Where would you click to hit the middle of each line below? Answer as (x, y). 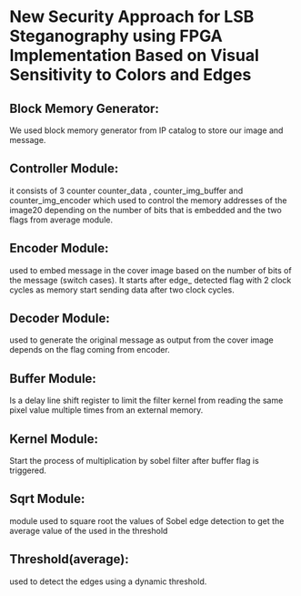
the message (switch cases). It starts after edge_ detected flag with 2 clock (150, 280)
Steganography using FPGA (116, 36)
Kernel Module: (54, 439)
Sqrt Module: (47, 499)
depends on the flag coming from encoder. (90, 350)
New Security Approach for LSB (132, 17)
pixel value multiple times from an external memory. (106, 410)
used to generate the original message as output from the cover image (142, 340)
